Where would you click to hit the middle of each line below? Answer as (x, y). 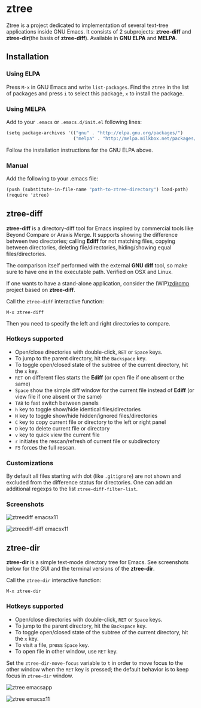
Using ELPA (23, 74)
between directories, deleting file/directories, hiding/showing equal (89, 247)
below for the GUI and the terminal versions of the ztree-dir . (80, 569)
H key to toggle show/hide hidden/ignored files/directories (86, 415)
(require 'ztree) (28, 195)
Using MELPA (26, 109)
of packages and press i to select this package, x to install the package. (95, 93)
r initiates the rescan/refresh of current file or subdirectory (87, 441)
